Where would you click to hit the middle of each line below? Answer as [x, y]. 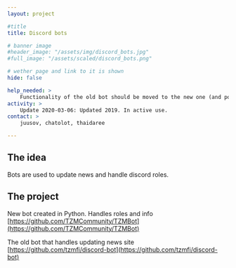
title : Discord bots [38, 33]
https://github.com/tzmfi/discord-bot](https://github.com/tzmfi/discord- [113, 249]
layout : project [31, 14]
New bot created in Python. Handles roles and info [80, 213]
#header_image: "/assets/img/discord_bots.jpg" [78, 52]
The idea [27, 158]
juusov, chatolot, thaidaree [63, 123]
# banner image [29, 46]
